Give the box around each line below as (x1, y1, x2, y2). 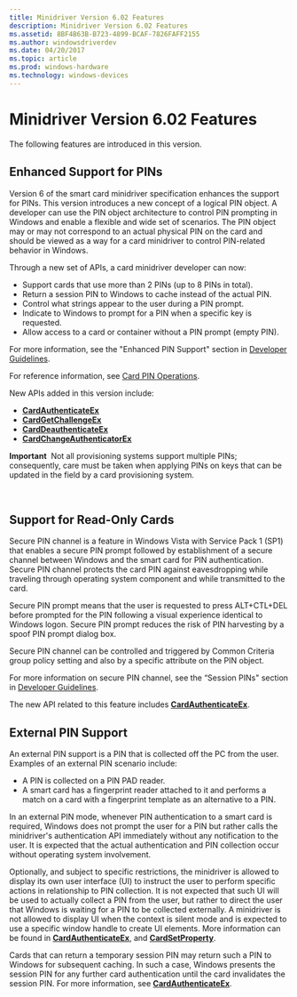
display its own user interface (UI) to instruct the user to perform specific (9, 876, 277, 887)
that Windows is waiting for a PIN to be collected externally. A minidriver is (9, 905, 281, 915)
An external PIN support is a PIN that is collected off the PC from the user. (9, 749, 279, 760)
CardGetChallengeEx (21, 414, 102, 425)
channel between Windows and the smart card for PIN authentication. (9, 555, 264, 566)
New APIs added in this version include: (9, 388, 154, 398)
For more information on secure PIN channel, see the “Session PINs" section (9, 672, 289, 683)
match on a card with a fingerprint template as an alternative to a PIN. (21, 794, 277, 805)
